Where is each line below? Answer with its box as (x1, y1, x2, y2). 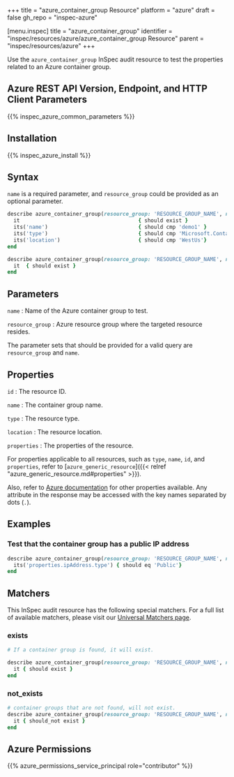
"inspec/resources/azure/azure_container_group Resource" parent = (7, 34, 204, 43)
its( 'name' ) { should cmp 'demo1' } (13, 223, 208, 231)
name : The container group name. (7, 401, 103, 409)
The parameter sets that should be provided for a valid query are (7, 341, 193, 350)
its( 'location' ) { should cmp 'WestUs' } (13, 237, 208, 244)
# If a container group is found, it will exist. (7, 646, 155, 653)
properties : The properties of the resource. (7, 441, 134, 450)
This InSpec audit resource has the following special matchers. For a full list (7, 606, 224, 614)
